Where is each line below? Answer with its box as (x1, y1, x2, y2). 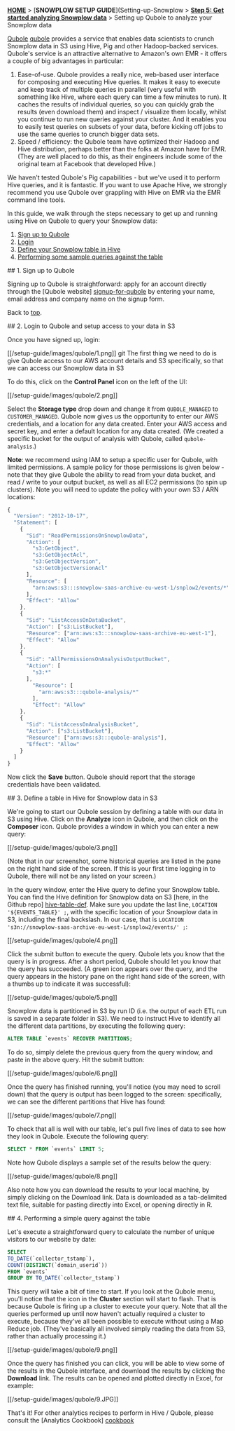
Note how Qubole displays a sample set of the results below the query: (7, 1158, 212, 1167)
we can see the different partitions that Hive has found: (7, 1097, 166, 1106)
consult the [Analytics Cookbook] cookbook (7, 1416, 134, 1425)
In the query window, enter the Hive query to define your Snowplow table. (7, 886, 220, 894)
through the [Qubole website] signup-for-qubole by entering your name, (7, 287, 215, 295)
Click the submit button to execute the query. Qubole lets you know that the (7, 950, 225, 958)
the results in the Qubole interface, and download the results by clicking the (7, 1366, 226, 1375)
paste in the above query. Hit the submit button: (7, 1055, 145, 1064)
